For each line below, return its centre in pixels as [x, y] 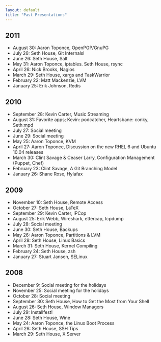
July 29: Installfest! [33, 312]
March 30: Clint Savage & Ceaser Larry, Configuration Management [84, 158]
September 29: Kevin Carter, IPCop [49, 213]
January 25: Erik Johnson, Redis [47, 86]
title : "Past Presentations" [36, 15]
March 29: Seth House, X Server [47, 334]
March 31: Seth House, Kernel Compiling [55, 245]
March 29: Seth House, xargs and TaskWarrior [61, 75]
